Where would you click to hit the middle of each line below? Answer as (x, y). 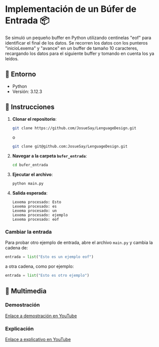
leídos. (12, 58)
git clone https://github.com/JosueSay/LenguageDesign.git (74, 128)
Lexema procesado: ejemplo (40, 215)
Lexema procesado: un (34, 211)
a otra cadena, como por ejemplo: (40, 266)
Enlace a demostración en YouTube (41, 316)
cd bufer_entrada (30, 165)
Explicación (20, 329)
